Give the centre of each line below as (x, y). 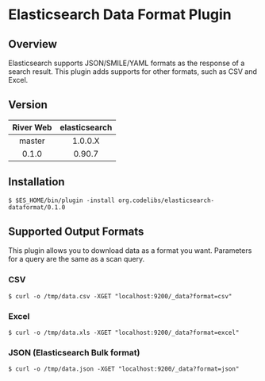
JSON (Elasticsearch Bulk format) (74, 352)
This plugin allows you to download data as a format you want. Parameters (130, 251)
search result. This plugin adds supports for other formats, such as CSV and (133, 72)
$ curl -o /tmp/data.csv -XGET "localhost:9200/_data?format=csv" (120, 296)
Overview (33, 44)
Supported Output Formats (76, 232)
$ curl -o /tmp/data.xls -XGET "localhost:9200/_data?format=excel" (124, 333)
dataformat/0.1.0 (37, 207)
